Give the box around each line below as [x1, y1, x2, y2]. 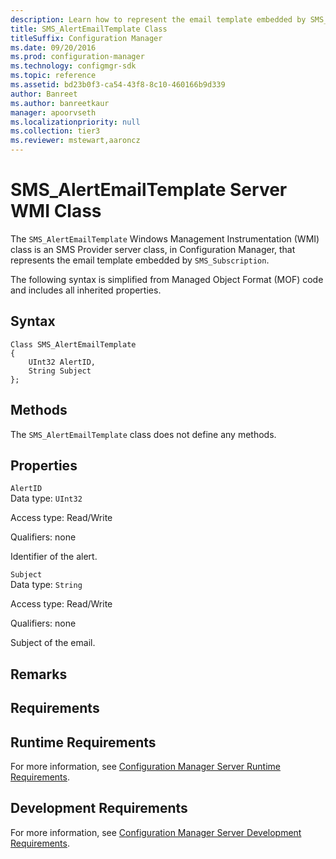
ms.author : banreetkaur [10, 98, 110, 108]
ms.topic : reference [10, 71, 97, 81]
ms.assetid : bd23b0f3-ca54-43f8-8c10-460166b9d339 [10, 80, 226, 90]
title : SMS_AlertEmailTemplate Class [10, 24, 168, 34]
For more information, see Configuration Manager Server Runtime [10, 760, 281, 772]
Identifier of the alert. [10, 551, 98, 563]
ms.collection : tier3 [10, 126, 101, 136]
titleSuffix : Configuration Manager [10, 33, 163, 43]
